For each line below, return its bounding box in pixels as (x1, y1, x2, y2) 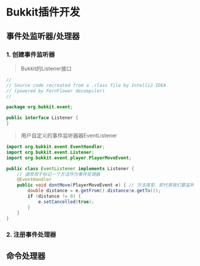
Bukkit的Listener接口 (20, 65, 72, 72)
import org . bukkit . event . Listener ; (6, 149, 95, 155)
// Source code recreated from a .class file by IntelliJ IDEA (6, 82, 167, 88)
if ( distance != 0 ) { (27, 193, 82, 199)
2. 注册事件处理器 (6, 230, 57, 239)
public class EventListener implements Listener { (6, 165, 135, 171)
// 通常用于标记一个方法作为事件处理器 (17, 171, 101, 177)
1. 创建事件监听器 (6, 50, 55, 58)
